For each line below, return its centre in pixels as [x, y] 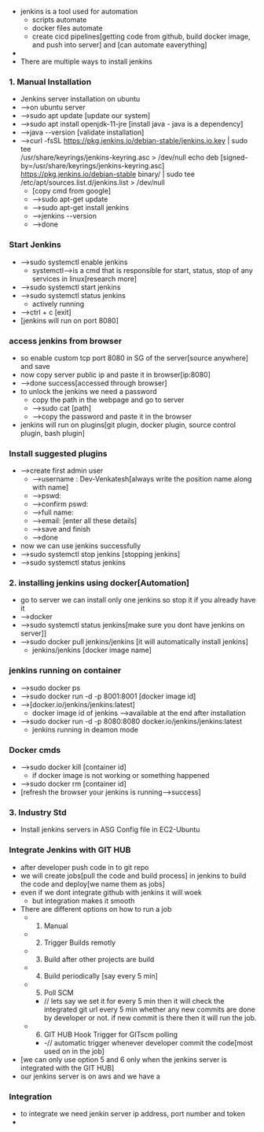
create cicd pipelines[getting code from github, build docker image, [141, 36]
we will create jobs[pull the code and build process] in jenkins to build [133, 876]
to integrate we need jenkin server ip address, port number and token [133, 1113]
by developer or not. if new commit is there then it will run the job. [150, 1017]
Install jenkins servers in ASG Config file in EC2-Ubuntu [110, 830]
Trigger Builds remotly [80, 942]
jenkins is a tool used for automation [79, 11]
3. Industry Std [38, 812]
